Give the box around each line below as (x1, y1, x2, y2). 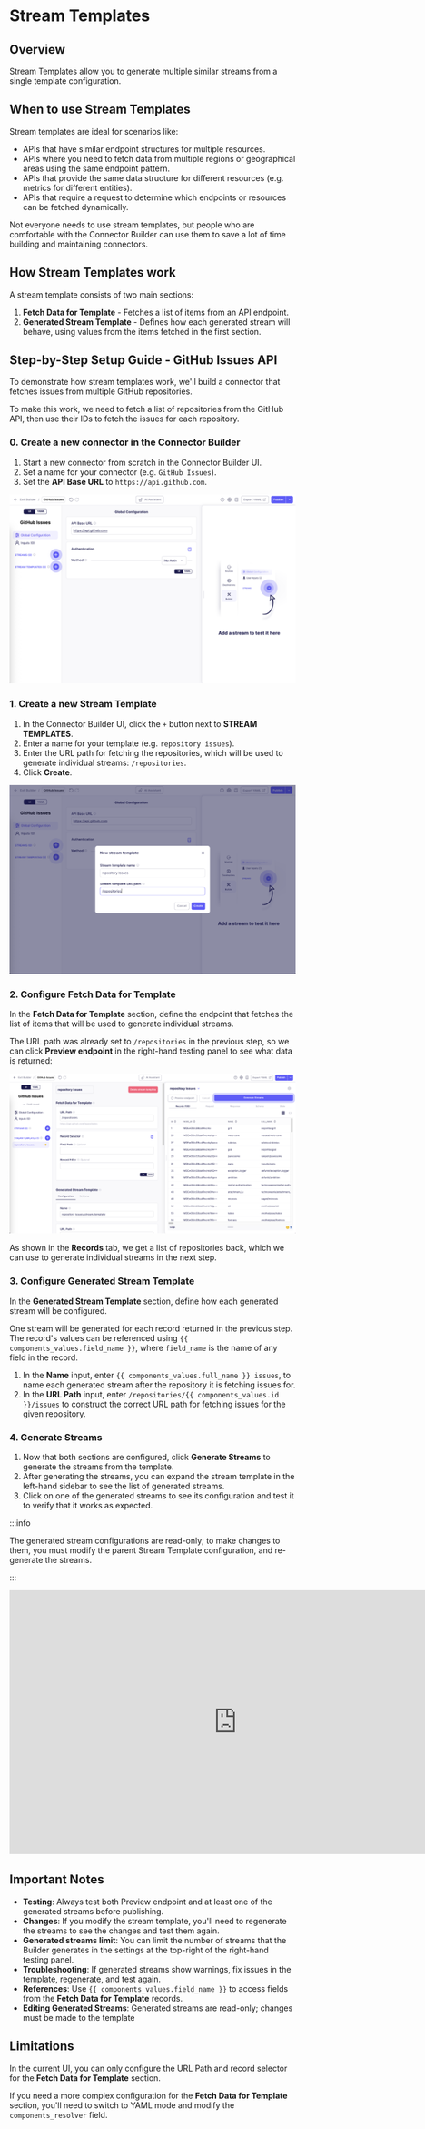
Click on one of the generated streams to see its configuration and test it (22, 1489, 294, 1501)
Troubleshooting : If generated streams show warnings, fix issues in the (22, 1963, 292, 1974)
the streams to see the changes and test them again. (22, 1925, 220, 1936)
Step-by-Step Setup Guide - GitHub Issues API (9, 352, 278, 368)
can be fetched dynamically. (22, 201, 129, 212)
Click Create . (22, 766, 73, 778)
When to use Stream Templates (9, 102, 191, 117)
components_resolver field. (9, 2109, 108, 2120)
